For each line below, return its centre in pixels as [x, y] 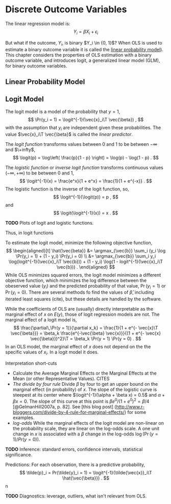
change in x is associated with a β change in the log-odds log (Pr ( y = [85, 434]
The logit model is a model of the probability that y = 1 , [63, 112]
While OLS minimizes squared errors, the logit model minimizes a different [83, 275]
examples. [23, 418]
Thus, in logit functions [29, 233]
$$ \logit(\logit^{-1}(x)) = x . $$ [86, 213]
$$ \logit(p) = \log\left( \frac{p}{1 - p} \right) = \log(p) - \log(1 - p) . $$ [86, 158]
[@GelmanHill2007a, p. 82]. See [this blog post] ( [64, 407]
